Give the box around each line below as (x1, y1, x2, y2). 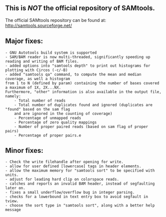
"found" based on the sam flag (5, 107, 70, 111)
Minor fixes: (5, 146, 44, 155)
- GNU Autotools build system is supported (5, 50, 97, 55)
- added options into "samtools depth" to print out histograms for (5, 63, 151, 68)
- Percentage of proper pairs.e (14, 133, 81, 138)
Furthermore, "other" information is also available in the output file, (5, 89, 162, 94)
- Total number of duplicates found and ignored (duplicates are (14, 102, 153, 108)
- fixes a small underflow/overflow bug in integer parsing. (5, 190, 135, 195)
